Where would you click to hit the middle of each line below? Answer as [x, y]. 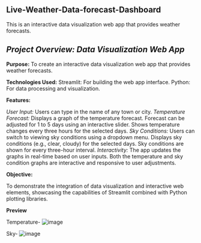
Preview [16, 210]
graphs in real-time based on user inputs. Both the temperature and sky [95, 156]
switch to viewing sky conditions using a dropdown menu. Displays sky [94, 137]
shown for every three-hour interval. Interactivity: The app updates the [94, 150]
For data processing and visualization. [53, 88]
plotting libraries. [27, 199]
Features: [19, 100]
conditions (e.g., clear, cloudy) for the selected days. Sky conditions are [95, 143]
